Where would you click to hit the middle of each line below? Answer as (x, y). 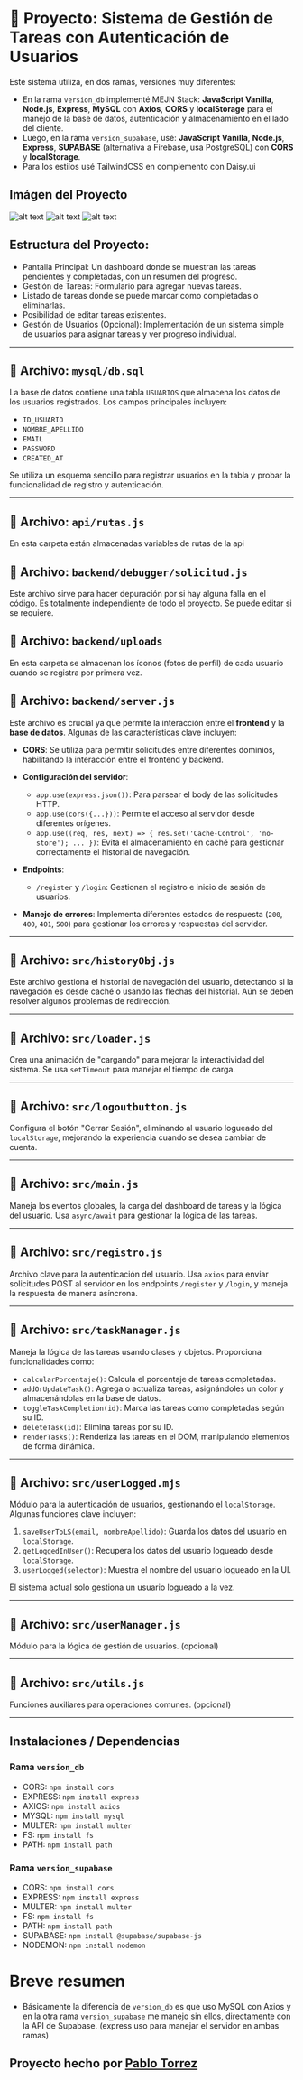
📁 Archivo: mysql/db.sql (77, 371)
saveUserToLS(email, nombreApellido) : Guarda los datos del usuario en (154, 1532)
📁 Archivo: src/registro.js (86, 1253)
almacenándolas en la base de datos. (92, 1397)
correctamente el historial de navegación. (113, 851)
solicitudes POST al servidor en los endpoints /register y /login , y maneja (149, 1283)
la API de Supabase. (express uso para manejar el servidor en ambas (151, 2025)
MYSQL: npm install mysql (73, 1815)
